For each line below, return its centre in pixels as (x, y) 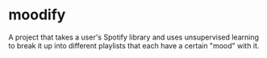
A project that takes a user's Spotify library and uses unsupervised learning (134, 37)
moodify (37, 15)
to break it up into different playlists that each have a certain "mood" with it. (134, 45)
